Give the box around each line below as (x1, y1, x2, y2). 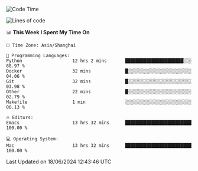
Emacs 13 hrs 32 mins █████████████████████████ (6, 120, 192, 126)
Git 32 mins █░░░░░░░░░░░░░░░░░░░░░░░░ (6, 78, 192, 84)
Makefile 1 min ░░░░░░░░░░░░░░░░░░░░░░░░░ (6, 99, 192, 105)
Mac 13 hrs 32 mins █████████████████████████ (6, 143, 192, 149)
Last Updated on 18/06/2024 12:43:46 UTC (6, 158, 112, 165)
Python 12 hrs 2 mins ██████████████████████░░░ (6, 58, 192, 64)
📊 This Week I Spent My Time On (6, 29, 90, 35)
